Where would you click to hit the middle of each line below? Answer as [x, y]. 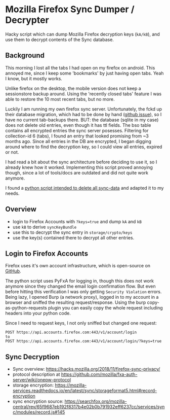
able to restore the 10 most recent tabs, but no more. [60, 99]
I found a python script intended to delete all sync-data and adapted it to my [84, 188]
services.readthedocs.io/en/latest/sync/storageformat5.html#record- [85, 391]
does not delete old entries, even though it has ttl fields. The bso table [78, 125]
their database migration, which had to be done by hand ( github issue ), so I [83, 114]
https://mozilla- [71, 385]
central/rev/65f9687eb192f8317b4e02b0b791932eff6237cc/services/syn [89, 407]
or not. [12, 152]
